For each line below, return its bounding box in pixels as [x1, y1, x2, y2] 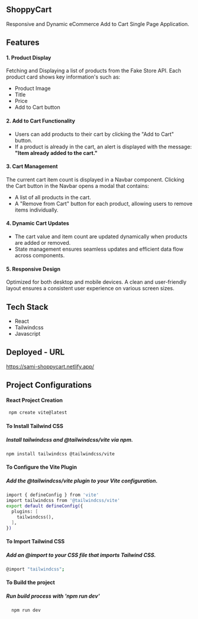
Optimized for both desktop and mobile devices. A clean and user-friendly [6, 278, 187, 286]
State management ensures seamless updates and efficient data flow [14, 245, 184, 253]
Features [6, 38, 40, 48]
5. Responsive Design [6, 265, 61, 273]
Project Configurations [6, 380, 92, 390]
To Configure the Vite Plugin [6, 464, 77, 471]
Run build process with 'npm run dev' [6, 592, 100, 599]
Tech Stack [6, 302, 48, 312]
